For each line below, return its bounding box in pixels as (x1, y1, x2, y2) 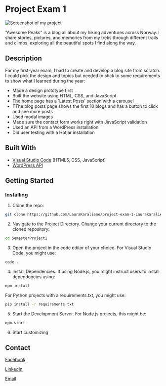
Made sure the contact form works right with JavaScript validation (12, 119, 147, 125)
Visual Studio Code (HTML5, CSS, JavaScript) (12, 157, 106, 163)
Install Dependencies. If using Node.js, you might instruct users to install (12, 268, 160, 274)
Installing (5, 191, 28, 198)
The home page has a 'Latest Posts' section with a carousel (12, 98, 134, 104)
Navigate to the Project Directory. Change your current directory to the (12, 221, 157, 227)
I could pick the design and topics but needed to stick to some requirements (5, 73, 160, 79)
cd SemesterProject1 (5, 236, 48, 241)
